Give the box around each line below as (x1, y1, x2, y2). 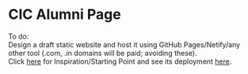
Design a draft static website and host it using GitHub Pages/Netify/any (8, 39, 240, 49)
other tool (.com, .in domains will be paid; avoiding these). (8, 48, 197, 57)
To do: (8, 31, 29, 41)
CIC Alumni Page (8, 6, 121, 24)
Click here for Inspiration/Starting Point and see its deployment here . (8, 57, 232, 66)
